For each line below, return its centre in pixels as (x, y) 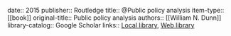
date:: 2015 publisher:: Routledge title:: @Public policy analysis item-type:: (116, 10)
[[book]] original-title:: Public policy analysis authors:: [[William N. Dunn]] (114, 18)
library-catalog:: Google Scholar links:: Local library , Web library (101, 25)
